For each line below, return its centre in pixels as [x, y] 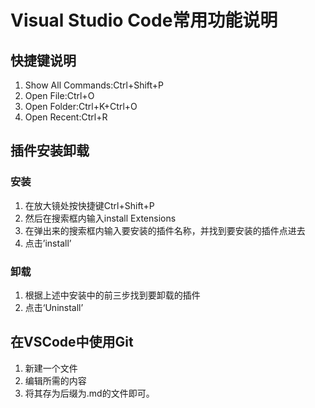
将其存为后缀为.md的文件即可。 [89, 393]
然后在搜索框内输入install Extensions [100, 218]
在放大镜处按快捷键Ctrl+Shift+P [89, 205]
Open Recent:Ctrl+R [66, 117]
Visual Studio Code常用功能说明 [144, 20]
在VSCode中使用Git [72, 342]
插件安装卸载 [50, 151]
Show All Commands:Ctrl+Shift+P [94, 85]
